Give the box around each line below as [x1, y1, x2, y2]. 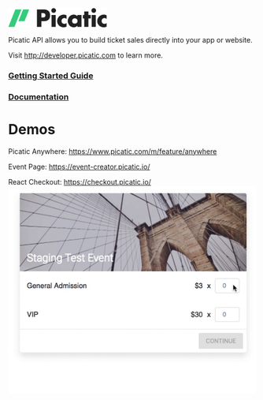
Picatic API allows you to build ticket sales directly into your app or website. [8, 35, 254, 44]
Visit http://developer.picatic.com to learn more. [8, 50, 164, 60]
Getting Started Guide [8, 70, 94, 81]
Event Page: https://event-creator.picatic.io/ [8, 162, 150, 171]
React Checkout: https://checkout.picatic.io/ [8, 177, 152, 186]
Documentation [8, 91, 69, 102]
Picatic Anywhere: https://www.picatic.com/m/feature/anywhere [8, 146, 217, 156]
